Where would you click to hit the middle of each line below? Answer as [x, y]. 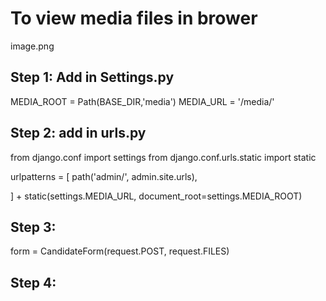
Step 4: [33, 282]
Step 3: [33, 227]
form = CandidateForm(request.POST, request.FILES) [120, 251]
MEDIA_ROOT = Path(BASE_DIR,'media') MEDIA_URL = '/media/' [142, 101]
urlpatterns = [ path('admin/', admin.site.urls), [104, 176]
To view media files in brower [134, 18]
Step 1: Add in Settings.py [92, 77]
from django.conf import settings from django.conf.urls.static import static [163, 157]
